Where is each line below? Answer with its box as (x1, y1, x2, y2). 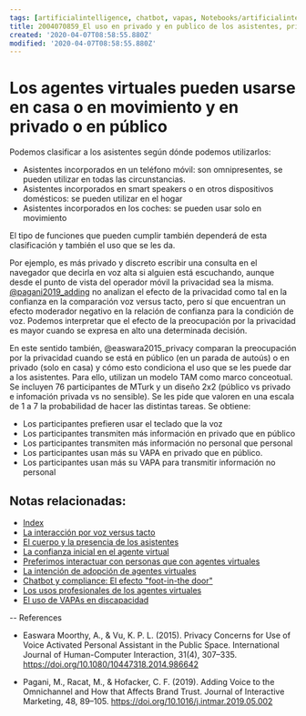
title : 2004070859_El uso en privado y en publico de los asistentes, (9, 22, 283, 31)
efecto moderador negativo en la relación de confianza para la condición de (9, 306, 294, 317)
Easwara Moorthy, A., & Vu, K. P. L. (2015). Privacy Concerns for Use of (22, 630, 291, 640)
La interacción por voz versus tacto (22, 527, 156, 538)
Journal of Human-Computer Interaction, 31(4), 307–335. (22, 650, 238, 660)
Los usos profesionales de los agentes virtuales (22, 585, 202, 596)
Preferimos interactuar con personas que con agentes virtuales (22, 556, 260, 567)
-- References (9, 612, 62, 623)
